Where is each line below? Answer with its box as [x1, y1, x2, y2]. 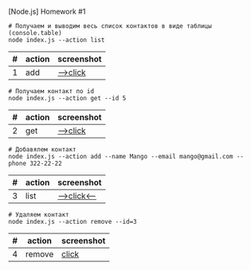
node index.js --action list [8, 36, 105, 44]
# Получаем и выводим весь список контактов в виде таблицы [8, 22, 213, 30]
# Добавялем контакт [8, 146, 77, 154]
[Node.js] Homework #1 [8, 7, 86, 16]
